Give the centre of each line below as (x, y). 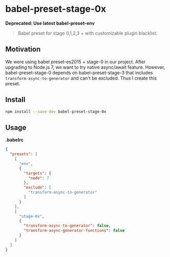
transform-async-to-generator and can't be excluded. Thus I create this (81, 78)
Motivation (23, 49)
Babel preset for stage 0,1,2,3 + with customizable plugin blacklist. (88, 33)
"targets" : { (38, 173)
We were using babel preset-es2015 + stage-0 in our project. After (76, 62)
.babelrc (15, 140)
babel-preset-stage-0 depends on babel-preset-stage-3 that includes (79, 72)
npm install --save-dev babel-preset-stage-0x (56, 112)
